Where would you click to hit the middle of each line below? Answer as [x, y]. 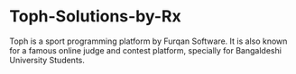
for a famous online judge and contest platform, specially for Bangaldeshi [146, 50]
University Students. [47, 60]
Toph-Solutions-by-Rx [96, 16]
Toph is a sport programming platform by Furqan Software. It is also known [148, 41]
